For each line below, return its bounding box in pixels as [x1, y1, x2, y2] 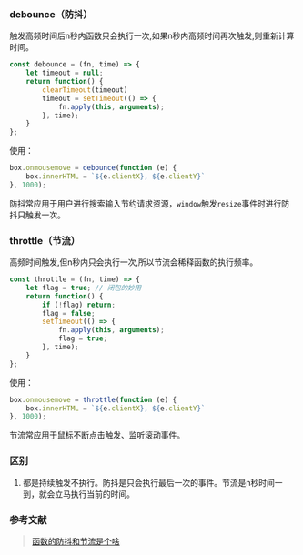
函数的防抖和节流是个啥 [31, 535, 120, 547]
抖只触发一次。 [9, 209, 66, 220]
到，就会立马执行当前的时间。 [22, 489, 135, 499]
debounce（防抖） [9, 7, 93, 20]
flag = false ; [42, 308, 96, 318]
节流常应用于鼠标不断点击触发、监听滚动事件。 [9, 429, 185, 440]
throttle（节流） [9, 234, 80, 247]
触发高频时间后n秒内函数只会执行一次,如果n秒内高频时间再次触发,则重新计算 [9, 30, 295, 42]
